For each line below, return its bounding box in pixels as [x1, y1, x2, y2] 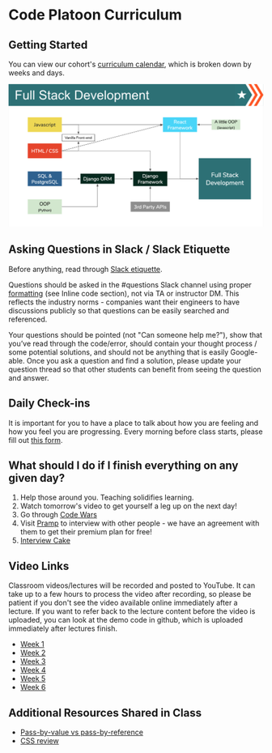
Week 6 [19, 683, 46, 692]
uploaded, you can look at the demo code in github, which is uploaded [8, 615, 244, 625]
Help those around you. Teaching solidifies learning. [19, 492, 194, 503]
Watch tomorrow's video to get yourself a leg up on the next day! [19, 501, 237, 511]
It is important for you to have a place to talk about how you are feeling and [8, 418, 259, 428]
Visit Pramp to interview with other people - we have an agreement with [19, 518, 260, 528]
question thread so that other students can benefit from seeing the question [8, 364, 261, 374]
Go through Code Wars [19, 510, 97, 520]
